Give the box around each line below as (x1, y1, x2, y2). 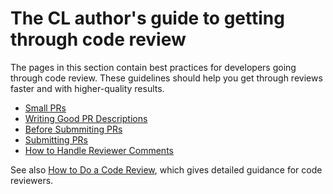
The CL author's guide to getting (10, 7, 285, 30)
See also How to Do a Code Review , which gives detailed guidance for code (10, 163, 323, 176)
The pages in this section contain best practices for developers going (10, 61, 297, 73)
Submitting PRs (24, 133, 88, 146)
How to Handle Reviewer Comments (24, 144, 174, 156)
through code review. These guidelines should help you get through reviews (10, 72, 323, 84)
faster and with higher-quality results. (10, 82, 165, 94)
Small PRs (24, 102, 67, 114)
